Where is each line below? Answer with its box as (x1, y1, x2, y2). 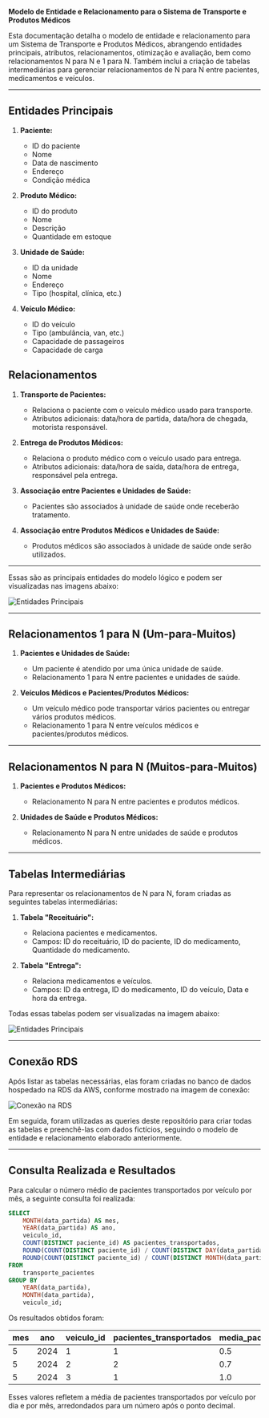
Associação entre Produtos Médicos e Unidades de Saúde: (19, 525, 220, 535)
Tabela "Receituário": (19, 913, 94, 922)
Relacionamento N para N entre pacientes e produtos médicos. (31, 797, 240, 807)
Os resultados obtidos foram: (8, 1313, 105, 1323)
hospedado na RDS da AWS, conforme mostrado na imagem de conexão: (8, 1084, 251, 1094)
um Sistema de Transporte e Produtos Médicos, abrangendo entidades (8, 39, 243, 49)
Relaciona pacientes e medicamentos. (31, 928, 158, 938)
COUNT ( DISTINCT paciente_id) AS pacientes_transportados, (22, 1239, 220, 1247)
